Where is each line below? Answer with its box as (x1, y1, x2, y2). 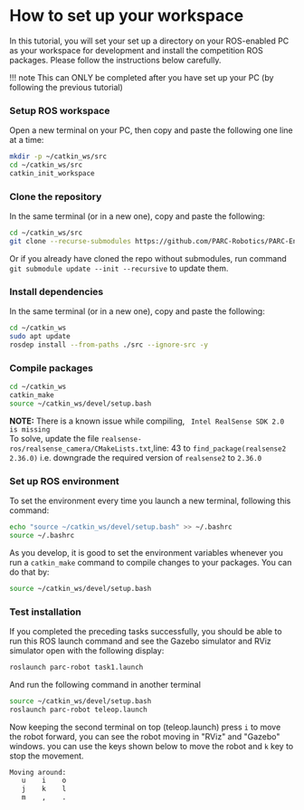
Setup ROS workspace (9, 104, 110, 117)
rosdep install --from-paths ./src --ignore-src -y (9, 340, 208, 349)
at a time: (9, 135, 44, 146)
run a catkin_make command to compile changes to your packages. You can (9, 557, 292, 567)
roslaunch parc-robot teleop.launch (9, 705, 147, 714)
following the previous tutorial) (9, 81, 124, 92)
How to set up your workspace (9, 5, 244, 26)
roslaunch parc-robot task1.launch (9, 662, 144, 672)
